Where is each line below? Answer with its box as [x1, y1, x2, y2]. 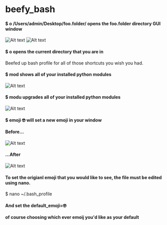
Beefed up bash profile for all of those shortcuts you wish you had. [5, 60, 143, 66]
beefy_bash [5, 4, 55, 15]
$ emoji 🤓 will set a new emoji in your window [5, 117, 102, 123]
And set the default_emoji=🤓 [5, 202, 67, 208]
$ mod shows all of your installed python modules [5, 72, 112, 78]
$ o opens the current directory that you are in [5, 48, 104, 54]
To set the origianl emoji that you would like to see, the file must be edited [5, 174, 162, 180]
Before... [5, 129, 24, 135]
